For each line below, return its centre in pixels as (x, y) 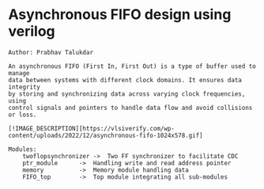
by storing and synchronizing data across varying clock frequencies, (127, 94)
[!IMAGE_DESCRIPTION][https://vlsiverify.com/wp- (92, 128)
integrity (25, 87)
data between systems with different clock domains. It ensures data (125, 80)
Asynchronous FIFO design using (120, 15)
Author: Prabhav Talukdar (51, 52)
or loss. (23, 115)
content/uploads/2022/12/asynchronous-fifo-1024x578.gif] (106, 135)
